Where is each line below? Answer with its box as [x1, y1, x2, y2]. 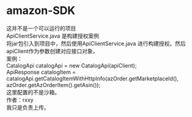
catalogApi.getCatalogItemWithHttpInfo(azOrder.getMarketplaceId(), [6, 74, 179, 82]
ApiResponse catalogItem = [6, 68, 76, 76]
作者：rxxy [6, 96, 34, 104]
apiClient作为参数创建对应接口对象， [6, 47, 98, 55]
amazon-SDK [6, 4, 75, 18]
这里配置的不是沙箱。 [6, 88, 60, 96]
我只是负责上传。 [6, 104, 50, 111]
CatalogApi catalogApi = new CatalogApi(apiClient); [6, 62, 137, 69]
